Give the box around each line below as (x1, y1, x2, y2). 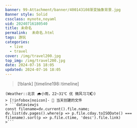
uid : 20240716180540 (5, 21, 48, 26)
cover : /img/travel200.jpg (5, 53, 61, 59)
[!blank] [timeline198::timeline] (17, 81, 79, 87)
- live (9, 44, 23, 49)
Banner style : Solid (5, 12, 48, 17)
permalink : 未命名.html (5, 30, 55, 35)
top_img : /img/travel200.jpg (5, 58, 66, 63)
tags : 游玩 (5, 35, 26, 40)
